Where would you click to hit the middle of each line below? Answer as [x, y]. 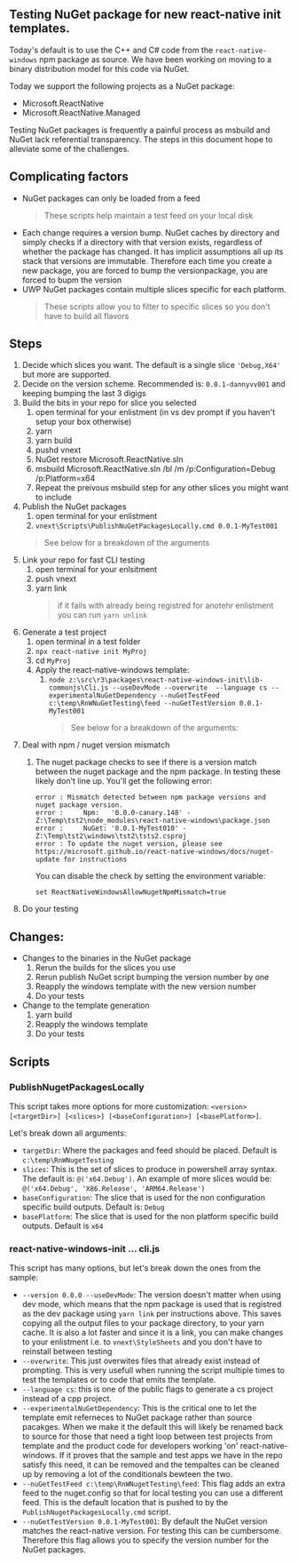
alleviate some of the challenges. [70, 148]
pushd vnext [58, 450]
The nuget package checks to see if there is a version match [146, 762]
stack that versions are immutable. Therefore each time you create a [147, 260]
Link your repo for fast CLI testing [83, 560]
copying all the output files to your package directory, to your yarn [143, 1323]
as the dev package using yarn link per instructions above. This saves [152, 1313]
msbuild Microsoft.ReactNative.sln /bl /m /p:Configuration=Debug [155, 469]
